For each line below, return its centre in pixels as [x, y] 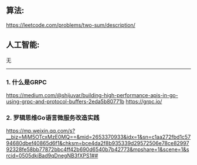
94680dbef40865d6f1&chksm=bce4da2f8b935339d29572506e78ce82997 [98, 143]
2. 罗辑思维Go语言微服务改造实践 [53, 118]
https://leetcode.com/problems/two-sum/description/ [71, 25]
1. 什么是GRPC [26, 82]
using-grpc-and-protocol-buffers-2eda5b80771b [65, 101]
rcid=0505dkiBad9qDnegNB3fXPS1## [52, 156]
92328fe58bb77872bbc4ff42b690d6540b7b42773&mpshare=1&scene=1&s [98, 149]
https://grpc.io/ [144, 101]
